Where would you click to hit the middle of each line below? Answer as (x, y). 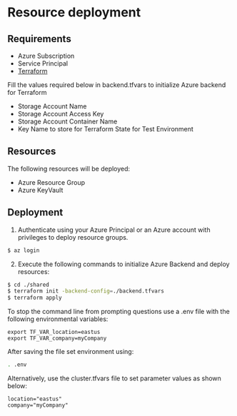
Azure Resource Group (51, 182)
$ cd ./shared (29, 285)
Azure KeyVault (40, 190)
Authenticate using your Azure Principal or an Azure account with (114, 230)
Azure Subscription (46, 56)
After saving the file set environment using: (71, 352)
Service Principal (43, 64)
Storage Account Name (52, 106)
